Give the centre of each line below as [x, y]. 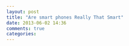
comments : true [26, 28]
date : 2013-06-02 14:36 [37, 23]
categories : [21, 34]
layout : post [23, 12]
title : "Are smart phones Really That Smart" [65, 17]
